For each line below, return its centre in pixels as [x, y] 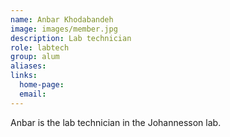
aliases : [28, 66]
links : [24, 76]
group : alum [35, 57]
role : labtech [40, 47]
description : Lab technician [71, 38]
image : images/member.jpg [64, 29]
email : [33, 94]
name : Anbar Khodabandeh [62, 19]
